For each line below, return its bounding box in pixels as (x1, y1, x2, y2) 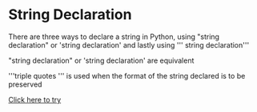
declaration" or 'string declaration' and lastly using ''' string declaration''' (8, 40, 250, 49)
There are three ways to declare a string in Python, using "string (8, 32, 220, 41)
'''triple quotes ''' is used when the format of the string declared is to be (8, 71, 246, 80)
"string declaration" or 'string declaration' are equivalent (8, 56, 195, 65)
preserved (8, 79, 42, 89)
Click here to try (8, 95, 62, 104)
